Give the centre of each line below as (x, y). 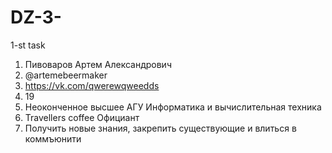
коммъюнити (53, 138)
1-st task (28, 45)
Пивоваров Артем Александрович (98, 64)
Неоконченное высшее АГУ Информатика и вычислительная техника (173, 107)
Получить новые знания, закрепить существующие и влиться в (160, 128)
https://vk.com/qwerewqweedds (92, 85)
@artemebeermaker (66, 75)
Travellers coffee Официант (82, 117)
